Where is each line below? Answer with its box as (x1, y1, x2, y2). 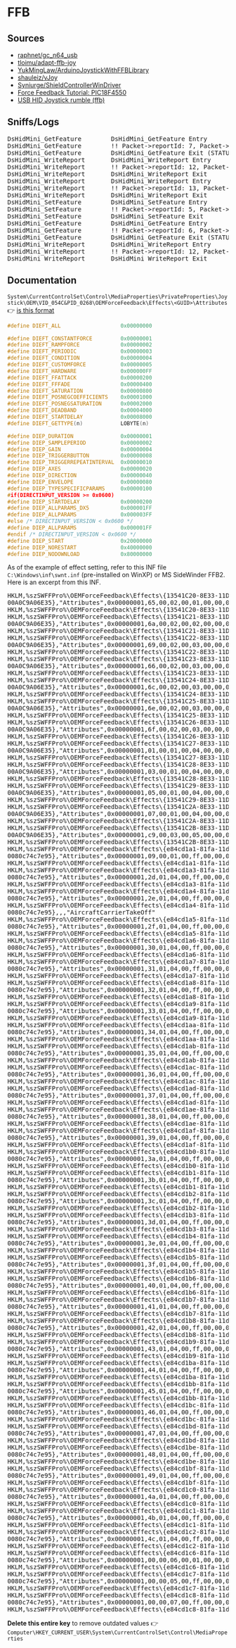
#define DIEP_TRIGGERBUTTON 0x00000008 (7, 452, 152, 460)
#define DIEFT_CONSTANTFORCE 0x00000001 (7, 335, 152, 342)
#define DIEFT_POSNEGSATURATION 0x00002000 (7, 401, 152, 408)
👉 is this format (7, 306, 55, 314)
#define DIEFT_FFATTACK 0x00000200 (7, 374, 152, 381)
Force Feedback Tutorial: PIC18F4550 (17, 89, 127, 96)
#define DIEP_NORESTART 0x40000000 (7, 543, 152, 551)
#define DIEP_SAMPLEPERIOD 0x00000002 (7, 439, 152, 446)
